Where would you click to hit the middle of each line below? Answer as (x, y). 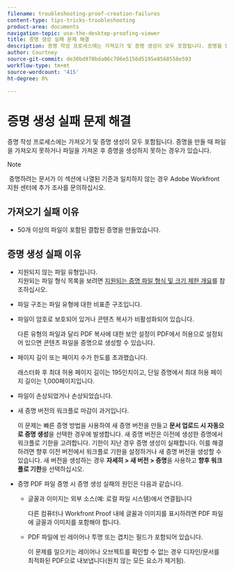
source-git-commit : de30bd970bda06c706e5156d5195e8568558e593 (99, 59)
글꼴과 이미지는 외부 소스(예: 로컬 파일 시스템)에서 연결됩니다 (110, 498)
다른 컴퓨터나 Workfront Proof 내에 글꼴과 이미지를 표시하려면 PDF (119, 513)
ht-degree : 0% (28, 78)
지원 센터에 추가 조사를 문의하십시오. (56, 188)
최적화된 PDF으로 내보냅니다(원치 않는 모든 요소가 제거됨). (107, 560)
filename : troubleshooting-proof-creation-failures (84, 14)
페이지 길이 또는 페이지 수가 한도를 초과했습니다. (82, 357)
